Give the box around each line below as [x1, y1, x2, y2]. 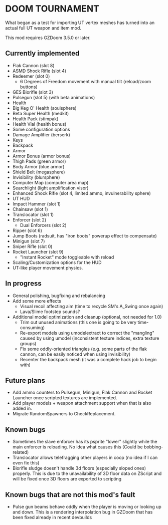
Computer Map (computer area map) [12, 179, 89, 185]
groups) [20, 340, 37, 346]
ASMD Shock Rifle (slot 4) [12, 68, 67, 74]
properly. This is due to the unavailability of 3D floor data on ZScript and [12, 470, 162, 476]
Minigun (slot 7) [12, 238, 45, 244]
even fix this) [12, 460, 40, 466]
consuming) [20, 324, 45, 331]
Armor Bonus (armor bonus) [12, 153, 71, 159]
